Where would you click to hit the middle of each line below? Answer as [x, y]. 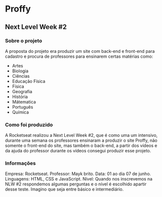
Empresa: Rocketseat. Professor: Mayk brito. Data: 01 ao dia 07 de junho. [78, 174]
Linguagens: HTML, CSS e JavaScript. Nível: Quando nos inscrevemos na [79, 179]
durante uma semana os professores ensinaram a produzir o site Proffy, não [81, 140]
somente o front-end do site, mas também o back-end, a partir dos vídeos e [81, 146]
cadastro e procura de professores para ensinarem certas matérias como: [79, 56]
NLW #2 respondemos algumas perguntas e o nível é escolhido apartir [76, 184]
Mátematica [24, 102]
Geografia [22, 91]
